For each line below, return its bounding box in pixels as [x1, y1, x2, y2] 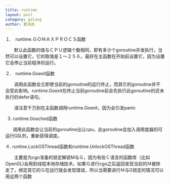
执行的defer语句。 [5, 94, 43, 100]
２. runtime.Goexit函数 [5, 71, 55, 77]
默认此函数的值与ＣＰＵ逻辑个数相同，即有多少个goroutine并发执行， [14, 47, 158, 53]
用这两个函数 [5, 173, 32, 179]
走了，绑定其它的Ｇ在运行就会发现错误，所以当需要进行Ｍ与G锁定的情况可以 [5, 167, 164, 173]
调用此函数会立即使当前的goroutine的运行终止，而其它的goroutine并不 [14, 81, 161, 87]
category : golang [5, 17, 42, 22]
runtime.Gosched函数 [12, 115, 58, 122]
